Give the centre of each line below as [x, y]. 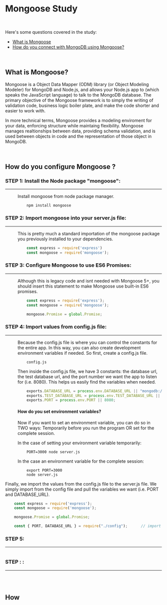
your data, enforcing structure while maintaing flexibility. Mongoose [74, 125]
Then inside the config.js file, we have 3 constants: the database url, [87, 371]
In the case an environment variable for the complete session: [81, 461]
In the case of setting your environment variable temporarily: [80, 443]
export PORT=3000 [44, 470]
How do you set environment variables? [59, 411]
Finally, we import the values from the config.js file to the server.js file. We [81, 484]
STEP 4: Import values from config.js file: [56, 327]
